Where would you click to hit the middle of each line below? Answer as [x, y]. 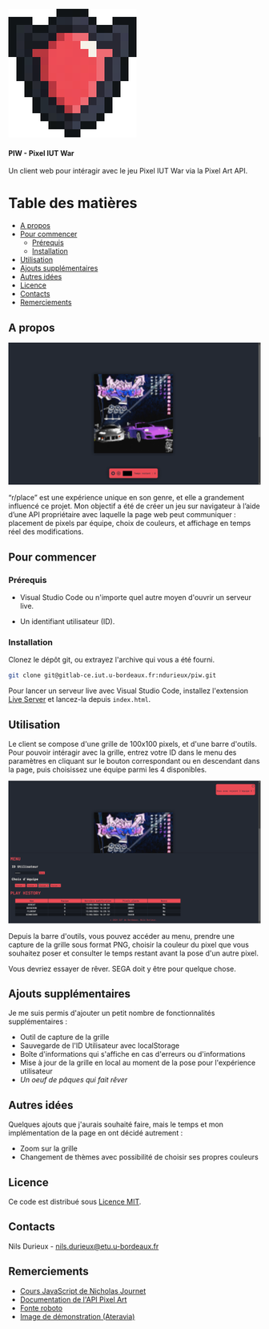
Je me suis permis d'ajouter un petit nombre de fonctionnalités [112, 1013]
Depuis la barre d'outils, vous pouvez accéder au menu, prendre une [121, 936]
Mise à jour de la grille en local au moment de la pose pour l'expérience [138, 1063]
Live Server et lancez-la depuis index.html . [80, 699]
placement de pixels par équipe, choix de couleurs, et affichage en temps [130, 524]
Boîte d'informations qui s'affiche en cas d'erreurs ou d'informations [132, 1054]
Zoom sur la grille [48, 1148]
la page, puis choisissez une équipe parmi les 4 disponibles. [108, 770]
